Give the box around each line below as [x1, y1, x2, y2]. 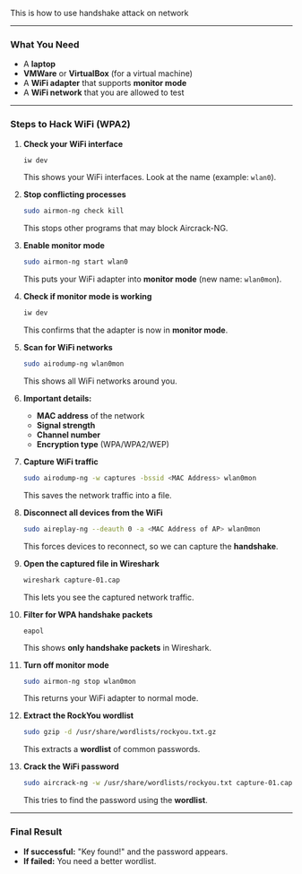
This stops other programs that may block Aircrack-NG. [22, 223, 229, 234]
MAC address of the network [36, 410, 145, 420]
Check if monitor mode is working [22, 291, 152, 302]
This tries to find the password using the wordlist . [22, 795, 209, 806]
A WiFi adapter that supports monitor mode [22, 78, 187, 89]
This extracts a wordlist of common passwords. [22, 744, 201, 755]
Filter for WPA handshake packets [22, 609, 153, 619]
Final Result [10, 826, 63, 838]
